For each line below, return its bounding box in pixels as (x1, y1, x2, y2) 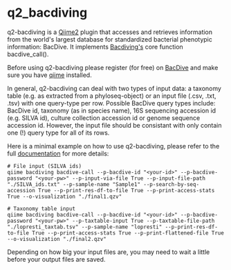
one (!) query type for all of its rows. (7, 128, 110, 137)
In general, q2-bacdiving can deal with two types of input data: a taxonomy (7, 84, 221, 92)
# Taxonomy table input (7, 205, 76, 212)
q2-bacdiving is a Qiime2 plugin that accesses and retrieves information (7, 28, 213, 36)
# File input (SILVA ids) (7, 162, 82, 169)
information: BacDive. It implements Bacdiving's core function (7, 42, 183, 51)
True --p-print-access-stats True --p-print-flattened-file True (32, 229, 225, 237)
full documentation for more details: (7, 149, 109, 158)
